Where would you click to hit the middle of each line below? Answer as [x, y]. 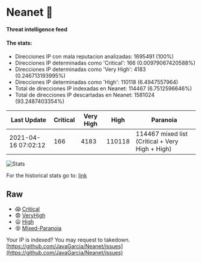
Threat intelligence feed [37, 29]
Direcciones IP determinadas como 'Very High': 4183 [80, 69]
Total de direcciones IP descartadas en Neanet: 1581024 [85, 95]
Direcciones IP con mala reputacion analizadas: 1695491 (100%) [94, 56]
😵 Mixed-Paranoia [38, 228]
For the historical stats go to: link [47, 175]
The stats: [19, 43]
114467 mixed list [162, 134]
